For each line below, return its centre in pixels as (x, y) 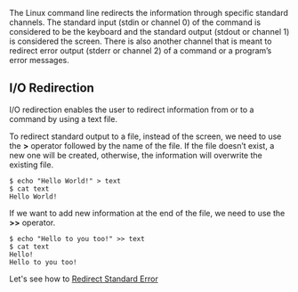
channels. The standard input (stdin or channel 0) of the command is (135, 22)
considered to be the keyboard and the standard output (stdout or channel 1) (149, 32)
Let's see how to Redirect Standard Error (84, 279)
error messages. (39, 60)
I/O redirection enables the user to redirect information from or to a (132, 109)
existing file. (32, 165)
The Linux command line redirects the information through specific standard (149, 13)
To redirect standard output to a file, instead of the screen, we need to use (145, 136)
